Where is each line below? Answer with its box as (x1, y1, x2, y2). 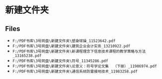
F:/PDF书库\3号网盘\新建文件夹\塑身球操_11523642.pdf (12, 39, 116, 43)
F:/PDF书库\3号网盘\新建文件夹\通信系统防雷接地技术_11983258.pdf (12, 69, 138, 74)
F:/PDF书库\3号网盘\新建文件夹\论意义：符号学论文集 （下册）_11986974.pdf (12, 64, 158, 69)
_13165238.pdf (12, 53, 42, 58)
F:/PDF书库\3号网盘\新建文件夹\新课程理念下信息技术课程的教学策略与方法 (12, 49, 146, 54)
